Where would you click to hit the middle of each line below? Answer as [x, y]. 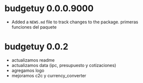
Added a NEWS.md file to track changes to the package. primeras [75, 22]
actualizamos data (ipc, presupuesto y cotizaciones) [64, 65]
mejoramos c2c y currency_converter [49, 75]
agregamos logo [28, 70]
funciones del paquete [34, 27]
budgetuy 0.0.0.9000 [49, 8]
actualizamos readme [33, 60]
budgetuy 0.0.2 [36, 47]
